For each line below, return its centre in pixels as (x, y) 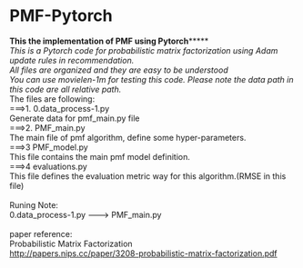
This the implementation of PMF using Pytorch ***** (109, 41)
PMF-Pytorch (61, 16)
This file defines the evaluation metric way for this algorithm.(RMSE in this (148, 176)
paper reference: (41, 233)
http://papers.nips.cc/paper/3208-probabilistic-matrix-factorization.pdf (143, 253)
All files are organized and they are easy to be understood (119, 70)
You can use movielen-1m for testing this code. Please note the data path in (151, 79)
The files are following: (52, 99)
